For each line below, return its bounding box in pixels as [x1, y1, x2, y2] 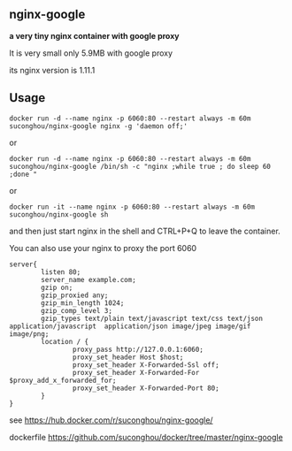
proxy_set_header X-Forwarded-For [72, 368, 200, 377]
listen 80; [41, 267, 81, 277]
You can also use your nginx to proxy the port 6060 [9, 242, 197, 253]
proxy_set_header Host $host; [72, 353, 184, 362]
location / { [41, 337, 89, 346]
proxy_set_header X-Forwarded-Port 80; [72, 384, 219, 393]
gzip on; [41, 283, 73, 292]
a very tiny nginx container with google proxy [9, 30, 180, 41]
